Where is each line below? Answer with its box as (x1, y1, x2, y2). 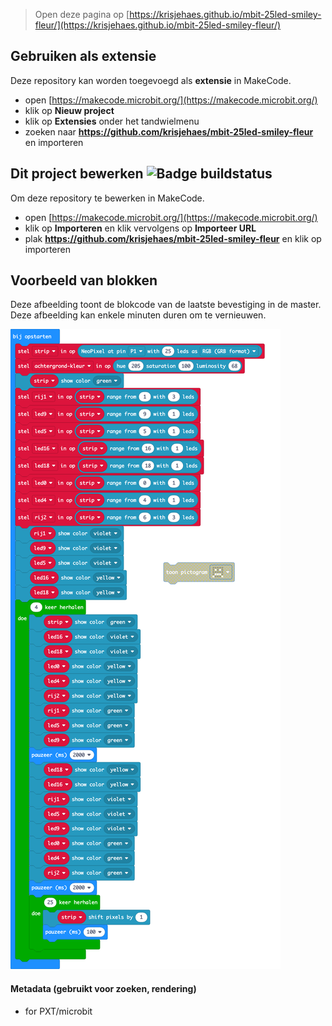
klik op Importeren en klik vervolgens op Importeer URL (24, 222, 257, 234)
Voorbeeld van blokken (10, 272, 158, 289)
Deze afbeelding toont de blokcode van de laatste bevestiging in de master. (10, 299, 322, 311)
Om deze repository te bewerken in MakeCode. (10, 192, 205, 204)
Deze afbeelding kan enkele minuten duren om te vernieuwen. (10, 309, 267, 321)
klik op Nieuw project (24, 104, 115, 116)
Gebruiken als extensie (10, 48, 157, 65)
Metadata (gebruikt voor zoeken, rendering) (10, 983, 197, 995)
